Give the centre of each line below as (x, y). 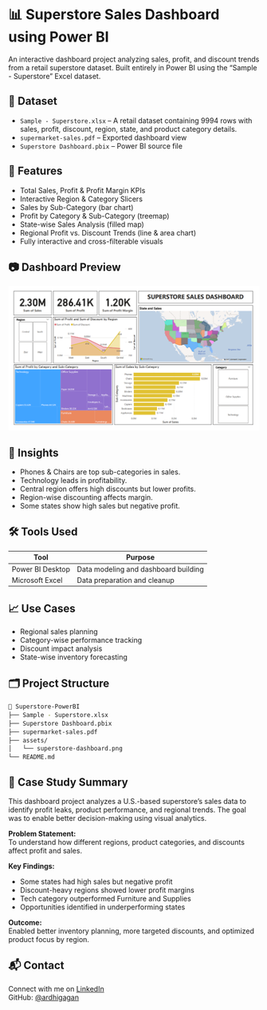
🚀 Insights (33, 452)
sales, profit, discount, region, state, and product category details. (128, 129)
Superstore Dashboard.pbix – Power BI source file (101, 146)
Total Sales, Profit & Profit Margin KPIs (82, 190)
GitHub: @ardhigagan (44, 997)
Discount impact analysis (61, 649)
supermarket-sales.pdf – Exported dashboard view (103, 137)
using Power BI (59, 37)
